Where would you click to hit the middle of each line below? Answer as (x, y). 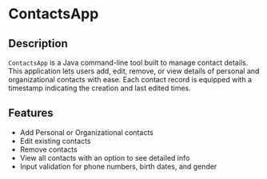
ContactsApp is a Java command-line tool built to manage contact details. (128, 62)
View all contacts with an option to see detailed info (105, 157)
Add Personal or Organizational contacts (86, 132)
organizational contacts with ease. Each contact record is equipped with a (130, 80)
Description (38, 44)
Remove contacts (48, 149)
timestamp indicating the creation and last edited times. (100, 88)
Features (31, 113)
